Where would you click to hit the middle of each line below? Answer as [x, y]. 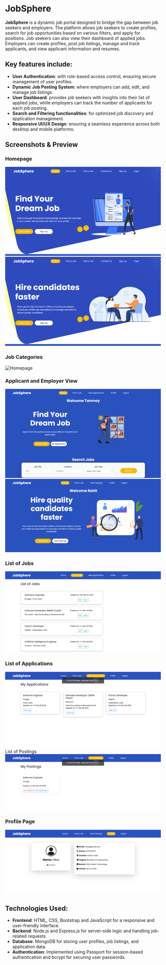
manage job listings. [33, 92]
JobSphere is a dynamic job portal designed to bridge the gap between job [82, 22]
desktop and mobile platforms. [43, 129]
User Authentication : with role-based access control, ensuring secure [84, 76]
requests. [37, 936]
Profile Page [20, 822]
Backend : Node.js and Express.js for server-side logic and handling [81, 931]
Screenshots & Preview [41, 145]
